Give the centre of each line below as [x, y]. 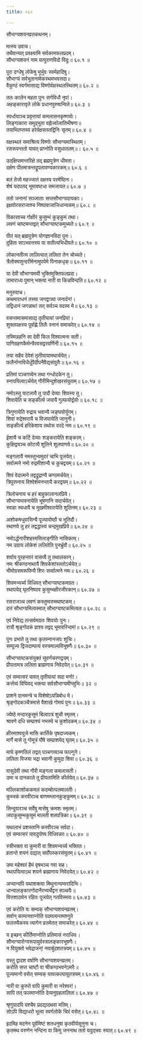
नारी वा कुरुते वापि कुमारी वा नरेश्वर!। [41, 986]
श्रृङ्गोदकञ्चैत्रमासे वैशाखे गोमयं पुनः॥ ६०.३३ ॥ [51, 702]
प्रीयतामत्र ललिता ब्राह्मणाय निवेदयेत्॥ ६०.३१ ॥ [50, 664]
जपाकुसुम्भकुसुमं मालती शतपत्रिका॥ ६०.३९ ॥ [49, 815]
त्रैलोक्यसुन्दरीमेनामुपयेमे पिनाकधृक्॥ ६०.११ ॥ [49, 261]
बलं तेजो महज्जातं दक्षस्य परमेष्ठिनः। [40, 179]
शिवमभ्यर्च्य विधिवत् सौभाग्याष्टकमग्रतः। [43, 583]
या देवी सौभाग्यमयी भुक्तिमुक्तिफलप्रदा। [42, 273]
